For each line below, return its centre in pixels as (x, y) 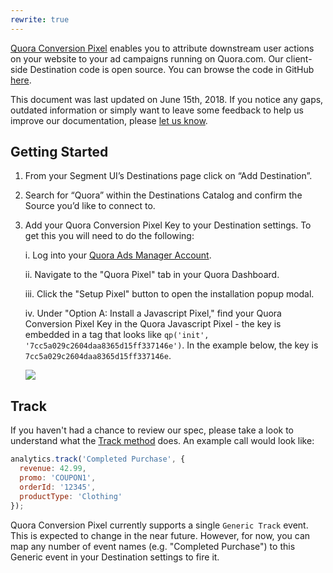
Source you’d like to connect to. (90, 206)
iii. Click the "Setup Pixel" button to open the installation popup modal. (169, 294)
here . (21, 80)
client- (299, 58)
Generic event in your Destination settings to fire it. (115, 557)
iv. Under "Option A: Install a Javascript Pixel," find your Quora (153, 313)
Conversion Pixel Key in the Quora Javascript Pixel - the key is (153, 324)
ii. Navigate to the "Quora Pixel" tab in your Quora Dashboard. (152, 275)
